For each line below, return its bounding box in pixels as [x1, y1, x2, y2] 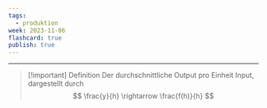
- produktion [15, 19, 59, 27]
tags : [8, 11, 26, 20]
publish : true [8, 41, 56, 49]
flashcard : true [8, 33, 62, 42]
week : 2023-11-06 [8, 26, 66, 34]
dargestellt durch [27, 79, 84, 88]
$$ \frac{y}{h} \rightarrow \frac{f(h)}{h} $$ [72, 91, 215, 101]
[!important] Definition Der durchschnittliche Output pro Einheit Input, [27, 71, 254, 80]
